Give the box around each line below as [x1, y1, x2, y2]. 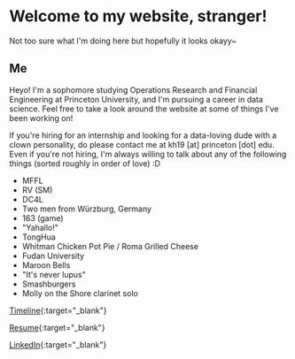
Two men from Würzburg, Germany [21, 203, 152, 214]
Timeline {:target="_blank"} [9, 305, 107, 316]
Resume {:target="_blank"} [9, 322, 105, 332]
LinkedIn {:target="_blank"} [9, 339, 107, 350]
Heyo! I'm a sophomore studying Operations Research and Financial [9, 84, 258, 95]
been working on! [9, 112, 74, 123]
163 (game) [21, 212, 64, 223]
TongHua [21, 232, 56, 242]
